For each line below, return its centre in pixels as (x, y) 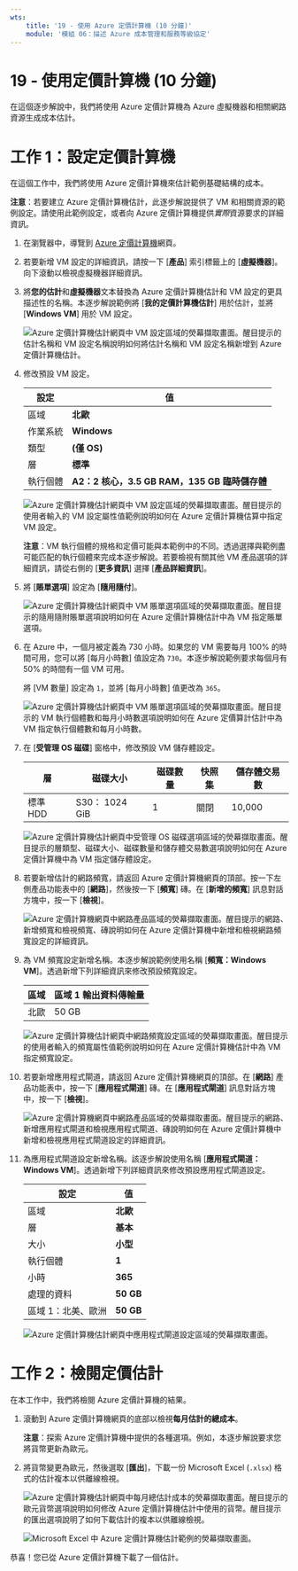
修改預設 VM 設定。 (58, 374)
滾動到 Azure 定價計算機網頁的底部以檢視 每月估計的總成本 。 (133, 1419)
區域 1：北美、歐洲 (67, 1311)
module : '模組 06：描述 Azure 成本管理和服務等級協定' (118, 34)
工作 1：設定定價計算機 (93, 157)
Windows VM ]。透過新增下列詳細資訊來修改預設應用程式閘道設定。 (146, 1170)
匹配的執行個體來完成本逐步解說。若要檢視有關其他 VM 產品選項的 (159, 557)
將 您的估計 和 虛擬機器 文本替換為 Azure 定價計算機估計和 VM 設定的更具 (153, 292)
